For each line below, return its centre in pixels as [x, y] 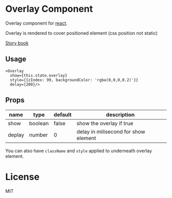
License [23, 177]
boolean [39, 123]
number [38, 135]
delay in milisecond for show [111, 131]
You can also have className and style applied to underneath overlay [79, 151]
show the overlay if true [105, 123]
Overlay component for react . [36, 23]
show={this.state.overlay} [39, 75]
